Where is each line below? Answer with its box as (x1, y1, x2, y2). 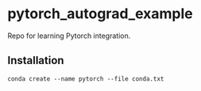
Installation (7, 54, 64, 67)
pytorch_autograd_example (7, 5, 193, 23)
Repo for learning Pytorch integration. (7, 31, 131, 40)
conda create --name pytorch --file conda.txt (7, 74, 164, 83)
